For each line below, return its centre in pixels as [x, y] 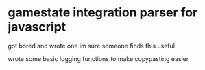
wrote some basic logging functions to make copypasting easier [98, 58]
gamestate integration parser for [103, 13]
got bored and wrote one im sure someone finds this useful [92, 46]
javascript [37, 27]
